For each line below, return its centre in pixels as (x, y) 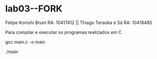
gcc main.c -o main (25, 42)
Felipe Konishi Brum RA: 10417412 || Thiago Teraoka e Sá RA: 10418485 (79, 22)
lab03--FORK (34, 9)
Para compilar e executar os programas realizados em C (63, 32)
